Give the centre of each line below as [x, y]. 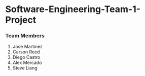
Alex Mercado [27, 63]
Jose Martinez [28, 47]
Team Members [25, 36]
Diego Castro [26, 57]
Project [21, 20]
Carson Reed [26, 52]
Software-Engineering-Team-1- [73, 9]
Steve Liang [25, 68]
